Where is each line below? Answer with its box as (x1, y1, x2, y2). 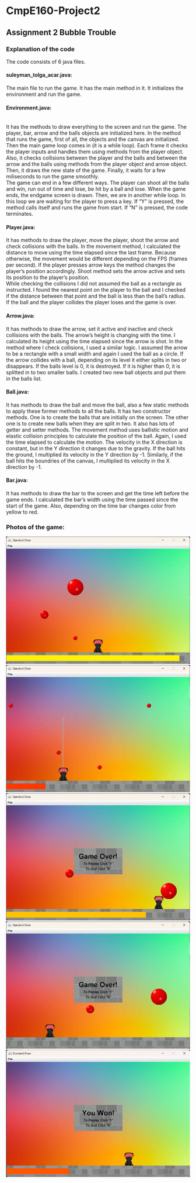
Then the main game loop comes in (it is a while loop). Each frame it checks (6, 142, 188, 149)
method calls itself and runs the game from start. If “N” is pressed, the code (6, 204, 188, 211)
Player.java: (6, 223, 36, 230)
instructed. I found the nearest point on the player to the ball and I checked (6, 287, 185, 294)
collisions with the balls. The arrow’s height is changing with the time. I (6, 332, 176, 339)
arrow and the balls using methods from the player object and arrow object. (6, 161, 188, 168)
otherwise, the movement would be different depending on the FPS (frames (6, 256, 188, 263)
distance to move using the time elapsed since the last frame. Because (6, 249, 176, 256)
